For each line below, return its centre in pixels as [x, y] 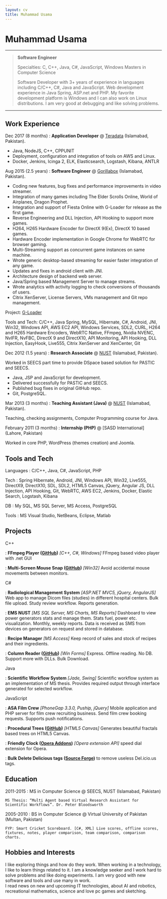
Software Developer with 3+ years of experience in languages [81, 82]
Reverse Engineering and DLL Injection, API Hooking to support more [83, 218]
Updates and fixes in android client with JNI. [58, 271]
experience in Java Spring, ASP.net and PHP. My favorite [76, 93]
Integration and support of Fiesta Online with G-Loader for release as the [87, 207]
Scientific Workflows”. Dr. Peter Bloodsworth [54, 805]
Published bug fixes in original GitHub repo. [57, 388]
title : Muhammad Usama [29, 14]
